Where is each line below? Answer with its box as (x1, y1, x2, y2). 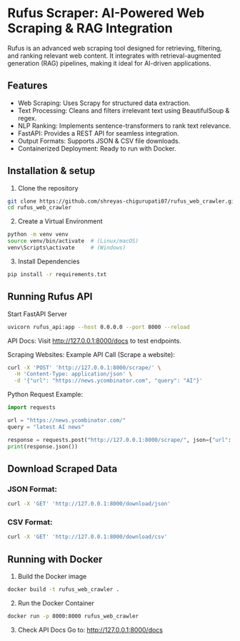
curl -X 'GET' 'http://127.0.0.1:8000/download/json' (7, 500, 171, 508)
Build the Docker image (17, 572, 87, 581)
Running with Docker (7, 553, 103, 565)
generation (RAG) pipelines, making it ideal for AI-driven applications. (7, 59, 211, 67)
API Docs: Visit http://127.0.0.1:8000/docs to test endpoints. (7, 336, 182, 345)
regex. (17, 113, 37, 122)
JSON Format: (7, 484, 58, 494)
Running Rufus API (7, 291, 93, 303)
